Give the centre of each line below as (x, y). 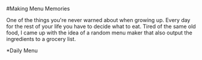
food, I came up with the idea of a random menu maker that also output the (99, 33)
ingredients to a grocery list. (41, 39)
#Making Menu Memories (38, 9)
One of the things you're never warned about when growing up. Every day (98, 20)
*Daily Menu (22, 50)
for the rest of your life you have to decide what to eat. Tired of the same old (101, 26)
